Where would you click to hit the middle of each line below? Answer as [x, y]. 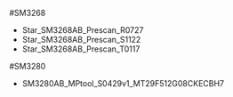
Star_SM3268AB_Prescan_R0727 [83, 30]
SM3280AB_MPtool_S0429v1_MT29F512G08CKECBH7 [123, 83]
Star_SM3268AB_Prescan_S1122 [81, 40]
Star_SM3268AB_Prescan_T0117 [81, 49]
